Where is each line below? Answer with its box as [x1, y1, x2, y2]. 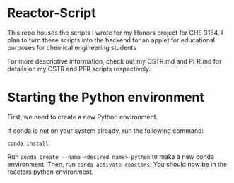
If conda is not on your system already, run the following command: [7, 126, 204, 135]
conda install [7, 140, 49, 147]
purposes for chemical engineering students [7, 43, 136, 52]
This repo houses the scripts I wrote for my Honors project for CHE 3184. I [7, 28, 223, 37]
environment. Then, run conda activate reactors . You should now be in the [7, 160, 228, 168]
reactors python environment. [7, 167, 94, 176]
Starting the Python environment [7, 90, 205, 105]
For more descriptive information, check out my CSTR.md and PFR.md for [7, 57, 222, 65]
